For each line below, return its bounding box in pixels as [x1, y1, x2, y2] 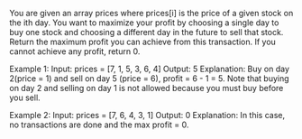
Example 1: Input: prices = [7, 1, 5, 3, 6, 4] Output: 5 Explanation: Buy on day [9, 63, 290, 74]
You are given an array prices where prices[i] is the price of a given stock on [9, 8, 294, 18]
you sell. [9, 92, 41, 103]
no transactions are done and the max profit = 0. [9, 119, 189, 130]
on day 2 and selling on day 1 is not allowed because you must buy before [9, 83, 284, 93]
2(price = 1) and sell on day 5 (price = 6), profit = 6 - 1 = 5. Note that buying [9, 73, 290, 84]
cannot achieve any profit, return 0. [9, 46, 141, 57]
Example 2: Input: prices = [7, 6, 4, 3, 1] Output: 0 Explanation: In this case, [9, 110, 286, 120]
